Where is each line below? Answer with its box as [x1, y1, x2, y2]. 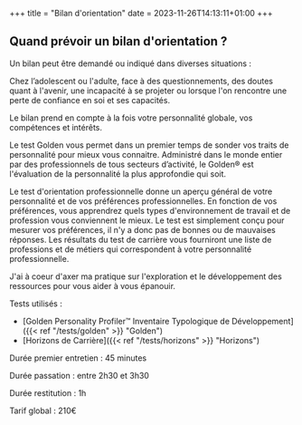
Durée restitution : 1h [9, 387, 87, 398]
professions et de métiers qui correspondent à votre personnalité [9, 244, 252, 255]
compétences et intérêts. [9, 121, 102, 132]
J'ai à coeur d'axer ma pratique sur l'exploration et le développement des [9, 271, 282, 282]
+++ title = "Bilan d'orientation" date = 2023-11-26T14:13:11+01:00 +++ [9, 8, 273, 18]
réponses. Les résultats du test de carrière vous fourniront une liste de [9, 234, 272, 245]
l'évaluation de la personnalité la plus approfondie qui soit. [9, 168, 227, 179]
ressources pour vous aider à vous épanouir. [9, 280, 176, 291]
